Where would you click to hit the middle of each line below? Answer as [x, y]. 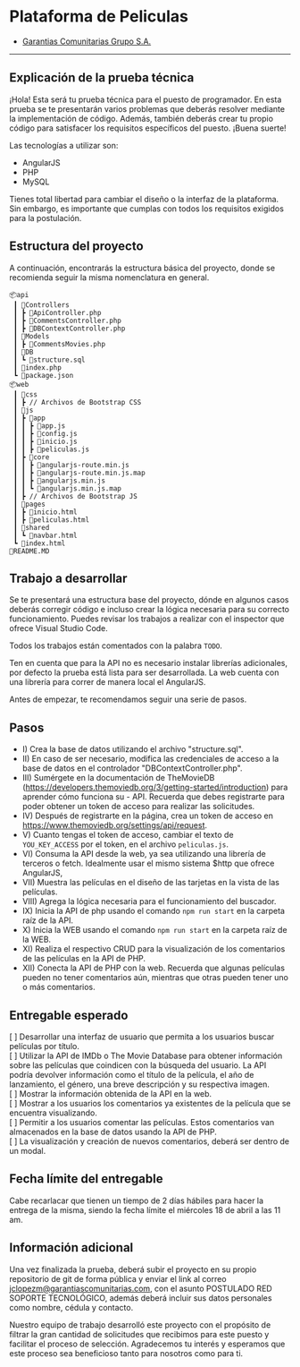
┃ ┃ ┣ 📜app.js [39, 426]
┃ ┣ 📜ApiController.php [57, 312]
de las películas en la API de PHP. [83, 959]
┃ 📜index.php [37, 367]
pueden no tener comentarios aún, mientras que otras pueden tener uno [155, 978]
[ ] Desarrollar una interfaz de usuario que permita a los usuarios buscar [142, 1037]
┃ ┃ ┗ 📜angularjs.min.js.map [67, 488]
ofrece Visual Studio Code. [59, 628]
